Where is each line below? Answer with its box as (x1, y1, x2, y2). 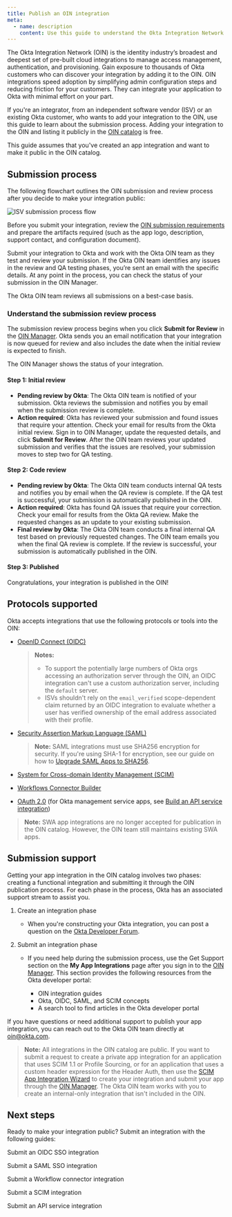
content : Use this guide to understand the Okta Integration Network (19, 29, 224, 37)
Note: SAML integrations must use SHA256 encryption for (34, 742, 200, 750)
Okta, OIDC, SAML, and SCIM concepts (37, 996, 150, 1005)
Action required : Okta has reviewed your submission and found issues (17, 413, 219, 421)
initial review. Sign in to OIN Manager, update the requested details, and (17, 428, 221, 436)
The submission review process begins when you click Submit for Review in (7, 325, 225, 333)
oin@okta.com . (7, 1032, 50, 1040)
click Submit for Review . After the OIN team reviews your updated (17, 435, 206, 443)
